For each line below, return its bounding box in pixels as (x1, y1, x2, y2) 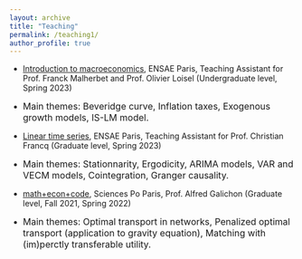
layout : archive (9, 13, 71, 23)
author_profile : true (9, 38, 91, 48)
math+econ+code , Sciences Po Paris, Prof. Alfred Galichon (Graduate (22, 188, 283, 199)
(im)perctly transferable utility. (22, 238, 152, 251)
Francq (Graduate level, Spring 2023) (22, 140, 162, 151)
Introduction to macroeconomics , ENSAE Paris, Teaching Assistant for (22, 63, 284, 74)
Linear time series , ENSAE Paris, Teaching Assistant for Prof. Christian (22, 130, 284, 141)
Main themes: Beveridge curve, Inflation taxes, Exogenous (22, 101, 271, 113)
